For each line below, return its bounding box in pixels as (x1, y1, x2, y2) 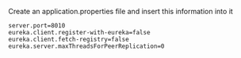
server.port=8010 (8, 22, 66, 30)
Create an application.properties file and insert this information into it (8, 7, 234, 16)
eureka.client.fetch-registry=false (8, 35, 129, 43)
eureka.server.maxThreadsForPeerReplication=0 (8, 42, 165, 50)
